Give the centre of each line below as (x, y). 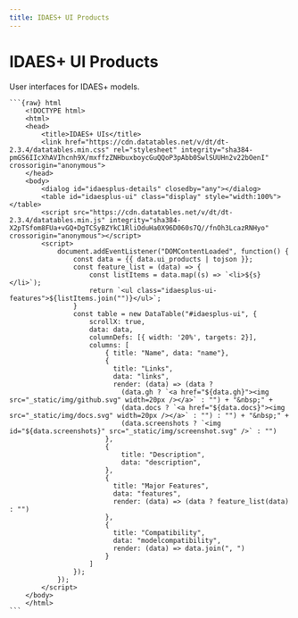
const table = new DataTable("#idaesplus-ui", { (165, 313)
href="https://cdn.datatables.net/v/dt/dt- (147, 142)
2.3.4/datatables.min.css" (59, 150)
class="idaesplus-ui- (177, 290)
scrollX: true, (117, 322)
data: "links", (141, 376)
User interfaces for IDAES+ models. (74, 87)
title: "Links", (143, 368)
